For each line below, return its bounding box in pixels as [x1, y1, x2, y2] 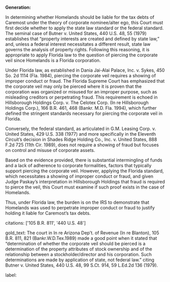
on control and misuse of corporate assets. [5, 147, 95, 153]
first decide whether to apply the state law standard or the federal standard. [5, 25, 164, 31]
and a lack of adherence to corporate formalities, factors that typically [5, 163, 152, 168]
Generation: [5, 5, 31, 10]
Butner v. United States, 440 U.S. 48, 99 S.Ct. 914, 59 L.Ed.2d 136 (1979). [5, 262, 158, 268]
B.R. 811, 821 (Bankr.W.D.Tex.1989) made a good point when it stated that [5, 235, 157, 241]
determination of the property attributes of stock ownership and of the [5, 246, 152, 252]
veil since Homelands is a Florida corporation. [5, 57, 101, 63]
